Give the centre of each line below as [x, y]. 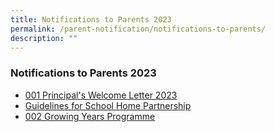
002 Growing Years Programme [90, 116]
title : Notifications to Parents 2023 [91, 19]
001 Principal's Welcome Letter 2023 [101, 95]
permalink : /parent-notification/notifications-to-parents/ [138, 29]
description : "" [44, 38]
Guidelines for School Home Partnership [108, 105]
